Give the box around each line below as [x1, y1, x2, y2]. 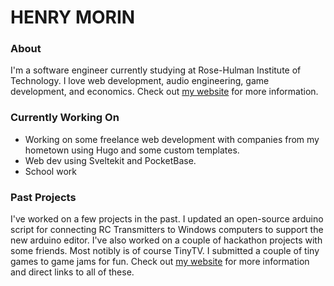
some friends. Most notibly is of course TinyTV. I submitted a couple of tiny [10, 245, 320, 257]
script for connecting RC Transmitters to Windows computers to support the [10, 224, 324, 236]
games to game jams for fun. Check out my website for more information [10, 256, 310, 268]
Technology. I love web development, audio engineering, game [10, 75, 270, 87]
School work [24, 165, 77, 177]
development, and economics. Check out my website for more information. [10, 86, 319, 98]
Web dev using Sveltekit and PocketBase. [24, 154, 197, 166]
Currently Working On [10, 111, 120, 125]
